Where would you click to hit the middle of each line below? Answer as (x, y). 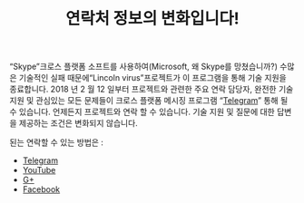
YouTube (39, 170)
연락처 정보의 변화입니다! (152, 19)
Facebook (41, 189)
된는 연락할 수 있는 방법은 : (57, 142)
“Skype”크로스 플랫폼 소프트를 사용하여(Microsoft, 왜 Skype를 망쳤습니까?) (144, 67)
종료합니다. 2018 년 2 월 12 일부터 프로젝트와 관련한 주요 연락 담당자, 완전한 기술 (152, 89)
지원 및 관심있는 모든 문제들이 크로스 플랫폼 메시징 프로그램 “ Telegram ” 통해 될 (149, 101)
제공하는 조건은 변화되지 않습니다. (78, 123)
